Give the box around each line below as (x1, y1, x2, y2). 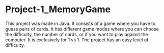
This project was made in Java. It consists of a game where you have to (5, 20, 156, 26)
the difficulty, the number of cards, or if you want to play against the (5, 31, 148, 37)
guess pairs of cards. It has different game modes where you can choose (5, 25, 159, 32)
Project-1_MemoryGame (5, 4, 111, 15)
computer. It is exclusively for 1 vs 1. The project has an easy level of (5, 37, 149, 43)
